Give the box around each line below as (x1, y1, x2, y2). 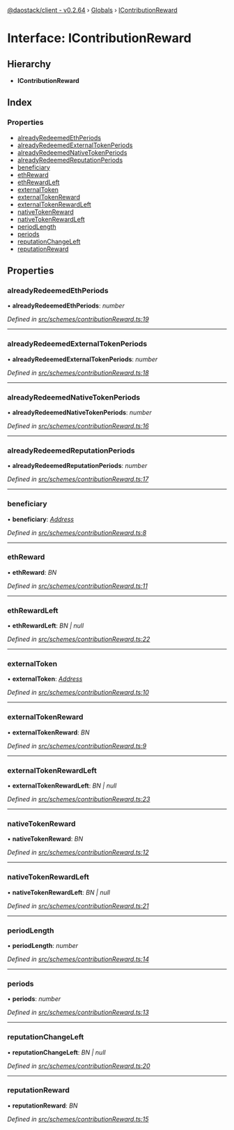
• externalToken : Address (7, 675, 83, 683)
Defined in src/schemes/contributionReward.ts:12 (7, 848, 149, 857)
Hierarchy (7, 58, 52, 70)
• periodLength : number (7, 941, 79, 949)
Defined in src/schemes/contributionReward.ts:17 (7, 475, 149, 483)
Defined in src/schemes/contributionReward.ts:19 (7, 315, 150, 324)
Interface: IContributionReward (7, 31, 192, 46)
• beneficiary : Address (7, 515, 75, 523)
